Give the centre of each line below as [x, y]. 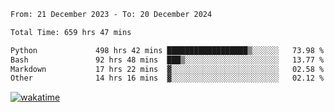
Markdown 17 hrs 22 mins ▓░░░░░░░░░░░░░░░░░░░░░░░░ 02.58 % [167, 69]
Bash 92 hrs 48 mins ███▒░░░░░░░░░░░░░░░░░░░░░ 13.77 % [167, 60]
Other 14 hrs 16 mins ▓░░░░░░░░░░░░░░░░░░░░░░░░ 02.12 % [167, 78]
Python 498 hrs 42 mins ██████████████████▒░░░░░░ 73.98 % [167, 50]
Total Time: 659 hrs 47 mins [71, 32]
